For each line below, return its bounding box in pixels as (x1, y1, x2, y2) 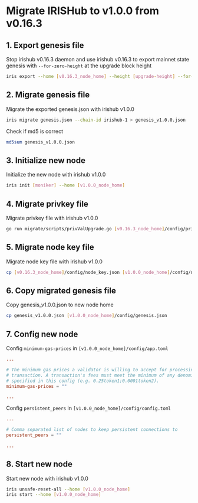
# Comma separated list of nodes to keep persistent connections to (6, 427, 178, 433)
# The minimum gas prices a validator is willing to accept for (6, 367, 167, 373)
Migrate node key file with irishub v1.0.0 (6, 258, 103, 265)
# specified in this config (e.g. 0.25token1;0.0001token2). (6, 378, 160, 384)
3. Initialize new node (6, 155, 85, 165)
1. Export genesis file (6, 40, 84, 50)
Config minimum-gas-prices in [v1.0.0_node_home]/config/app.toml (6, 345, 169, 352)
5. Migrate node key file (6, 242, 94, 252)
